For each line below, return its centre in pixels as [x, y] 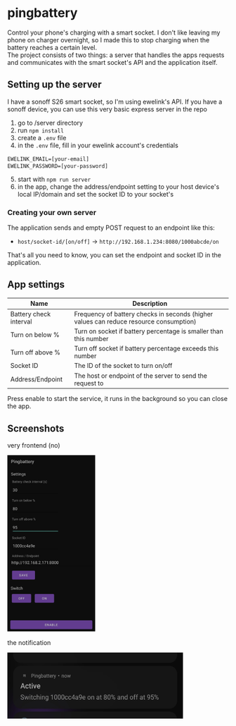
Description [150, 304]
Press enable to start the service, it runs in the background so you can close [118, 399]
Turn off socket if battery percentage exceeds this [146, 349]
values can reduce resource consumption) [135, 321]
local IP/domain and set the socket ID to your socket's [96, 194]
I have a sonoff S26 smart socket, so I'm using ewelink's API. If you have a [115, 101]
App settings [36, 284]
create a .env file [42, 137]
